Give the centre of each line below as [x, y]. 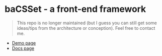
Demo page [24, 43]
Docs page [23, 48]
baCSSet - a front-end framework [75, 9]
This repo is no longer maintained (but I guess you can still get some [87, 23]
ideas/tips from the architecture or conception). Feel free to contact [86, 28]
